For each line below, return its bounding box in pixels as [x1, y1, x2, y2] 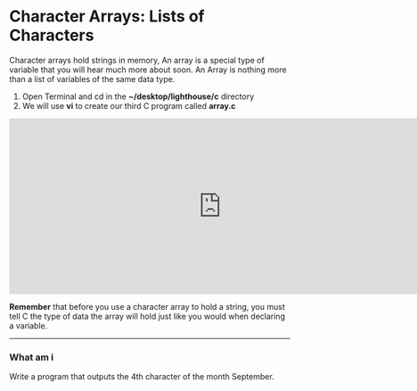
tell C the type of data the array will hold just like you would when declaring [9, 311, 285, 321]
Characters [9, 25, 94, 46]
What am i [9, 351, 54, 363]
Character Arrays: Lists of [9, 6, 205, 27]
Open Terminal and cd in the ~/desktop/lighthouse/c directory [21, 91, 255, 102]
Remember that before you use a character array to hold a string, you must [9, 301, 285, 312]
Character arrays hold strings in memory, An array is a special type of [9, 54, 265, 65]
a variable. [9, 320, 48, 331]
